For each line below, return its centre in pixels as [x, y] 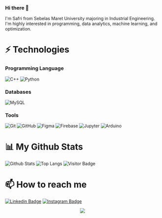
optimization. [18, 29]
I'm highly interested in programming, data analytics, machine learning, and [81, 24]
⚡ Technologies [37, 50]
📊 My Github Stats [44, 147]
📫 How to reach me [46, 184]
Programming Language [34, 68]
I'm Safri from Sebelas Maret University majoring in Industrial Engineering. [80, 19]
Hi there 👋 [17, 8]
